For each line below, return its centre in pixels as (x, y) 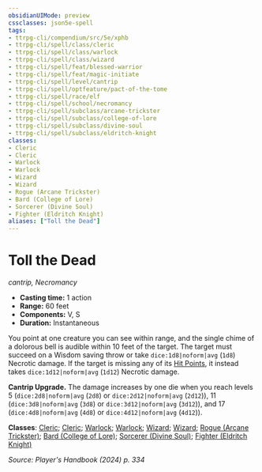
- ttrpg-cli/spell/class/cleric (61, 45)
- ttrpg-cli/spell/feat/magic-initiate (74, 74)
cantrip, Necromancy (43, 282)
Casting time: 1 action (56, 298)
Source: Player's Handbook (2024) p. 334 (77, 460)
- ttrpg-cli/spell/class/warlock (63, 52)
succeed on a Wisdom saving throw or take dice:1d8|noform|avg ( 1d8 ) (122, 355)
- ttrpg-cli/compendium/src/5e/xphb (68, 38)
